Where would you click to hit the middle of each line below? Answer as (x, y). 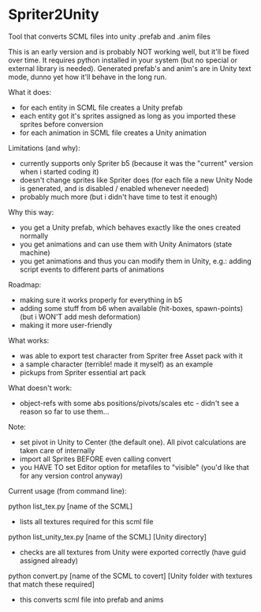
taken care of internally (57, 450)
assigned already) (49, 560)
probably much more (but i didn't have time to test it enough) (119, 197)
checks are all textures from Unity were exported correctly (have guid (133, 552)
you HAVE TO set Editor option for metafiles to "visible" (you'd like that (134, 467)
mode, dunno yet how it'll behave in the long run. (88, 77)
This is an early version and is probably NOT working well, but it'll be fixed (129, 51)
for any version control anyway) (71, 475)
